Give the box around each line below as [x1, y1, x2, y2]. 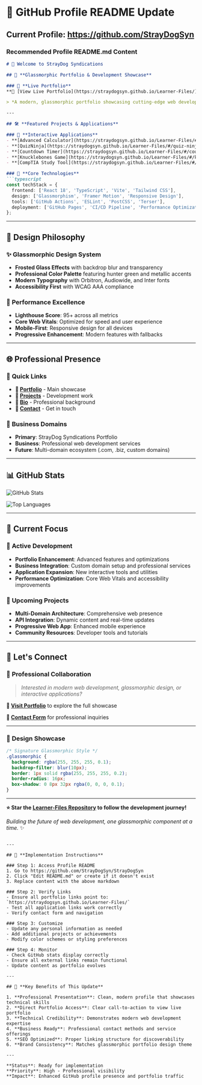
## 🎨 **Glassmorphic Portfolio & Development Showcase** [6, 72, 152, 78]
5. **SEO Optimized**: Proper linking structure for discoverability [6, 1036, 185, 1042]
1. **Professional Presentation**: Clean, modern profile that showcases [6, 994, 195, 1000]
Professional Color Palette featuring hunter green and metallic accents [14, 270, 192, 277]
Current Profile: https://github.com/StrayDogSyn [6, 29, 194, 40]
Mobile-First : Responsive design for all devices [14, 324, 133, 332]
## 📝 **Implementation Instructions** [6, 852, 103, 858]
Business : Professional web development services [14, 440, 141, 447]
